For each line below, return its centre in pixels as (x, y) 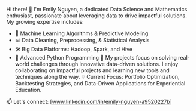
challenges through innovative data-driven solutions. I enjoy (104, 64)
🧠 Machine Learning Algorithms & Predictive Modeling (82, 33)
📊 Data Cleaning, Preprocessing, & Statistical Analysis (82, 40)
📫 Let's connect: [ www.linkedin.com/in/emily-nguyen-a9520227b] (89, 102)
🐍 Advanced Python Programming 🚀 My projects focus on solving (96, 58)
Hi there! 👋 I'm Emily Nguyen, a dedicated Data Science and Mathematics (97, 9)
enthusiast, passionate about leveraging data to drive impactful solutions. (97, 16)
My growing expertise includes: (45, 22)
